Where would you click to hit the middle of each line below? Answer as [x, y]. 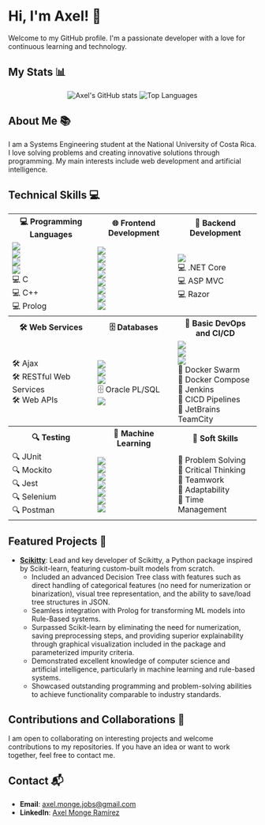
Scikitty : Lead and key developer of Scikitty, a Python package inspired [136, 560]
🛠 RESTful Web [41, 376]
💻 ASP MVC [201, 281]
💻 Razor [194, 294]
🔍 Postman [34, 510]
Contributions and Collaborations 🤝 [97, 720]
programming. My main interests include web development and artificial [125, 160]
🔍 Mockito [32, 470]
